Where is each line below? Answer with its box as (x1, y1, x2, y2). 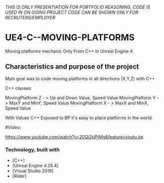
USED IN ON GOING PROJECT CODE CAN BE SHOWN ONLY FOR (5, 9, 138, 15)
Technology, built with (5, 146, 60, 153)
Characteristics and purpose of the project (5, 63, 139, 71)
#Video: (5, 124, 21, 130)
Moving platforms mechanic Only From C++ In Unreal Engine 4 (5, 48, 133, 54)
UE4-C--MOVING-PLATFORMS (5, 32, 135, 43)
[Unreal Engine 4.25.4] (12, 163, 59, 169)
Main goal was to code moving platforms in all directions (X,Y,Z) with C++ (5, 75, 155, 81)
